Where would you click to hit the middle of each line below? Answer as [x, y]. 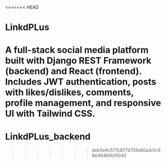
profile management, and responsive [83, 103]
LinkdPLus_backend [48, 136]
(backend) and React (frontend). [74, 71]
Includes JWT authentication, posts [81, 82]
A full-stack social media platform [77, 50]
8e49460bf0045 [109, 156]
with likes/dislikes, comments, [70, 92]
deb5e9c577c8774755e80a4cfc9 [126, 150]
